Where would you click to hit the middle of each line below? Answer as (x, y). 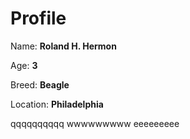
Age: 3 (24, 65)
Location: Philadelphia (57, 104)
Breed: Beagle (40, 84)
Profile (38, 18)
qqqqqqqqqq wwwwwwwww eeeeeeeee (95, 123)
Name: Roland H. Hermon (63, 46)
